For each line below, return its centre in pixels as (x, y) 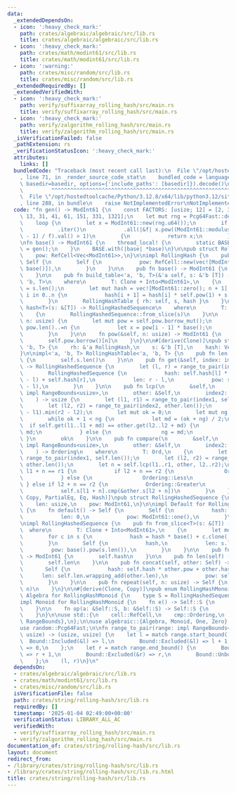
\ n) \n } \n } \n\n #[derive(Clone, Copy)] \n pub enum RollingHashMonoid (127, 589)
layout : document (33, 752)
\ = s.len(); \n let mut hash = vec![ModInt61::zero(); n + (119, 288)
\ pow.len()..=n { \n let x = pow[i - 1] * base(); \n (116, 328)
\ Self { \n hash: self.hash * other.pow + (110, 569)
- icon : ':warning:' (44, 66)
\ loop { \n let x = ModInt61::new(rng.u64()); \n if (124, 223)
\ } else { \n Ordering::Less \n (106, 478)
